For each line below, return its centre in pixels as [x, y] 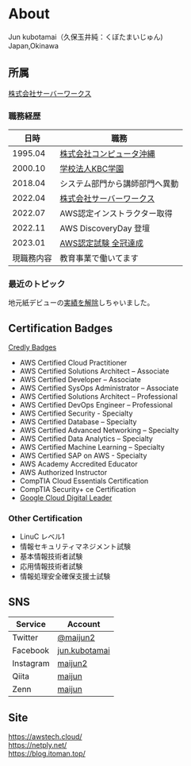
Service [31, 625]
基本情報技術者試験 [51, 556]
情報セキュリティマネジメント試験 [75, 547]
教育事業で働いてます [99, 258]
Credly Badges [32, 347]
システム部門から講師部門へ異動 [119, 184]
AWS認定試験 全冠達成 [102, 243]
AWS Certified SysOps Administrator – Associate [99, 388]
